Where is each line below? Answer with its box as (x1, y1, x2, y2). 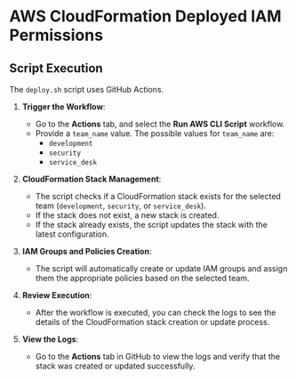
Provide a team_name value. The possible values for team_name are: (35, 128, 275, 139)
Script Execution (9, 61, 104, 76)
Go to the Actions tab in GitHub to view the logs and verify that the (35, 352, 281, 361)
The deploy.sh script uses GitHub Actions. (9, 85, 164, 94)
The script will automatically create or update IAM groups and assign (35, 263, 288, 273)
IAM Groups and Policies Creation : (21, 247, 152, 256)
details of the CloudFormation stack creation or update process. (35, 317, 270, 327)
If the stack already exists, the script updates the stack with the (35, 220, 268, 230)
